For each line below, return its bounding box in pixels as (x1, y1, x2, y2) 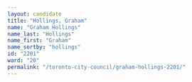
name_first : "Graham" (7, 37, 72, 44)
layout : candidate (7, 10, 62, 18)
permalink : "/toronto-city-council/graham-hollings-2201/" (7, 63, 186, 71)
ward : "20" (7, 57, 40, 64)
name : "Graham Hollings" (7, 24, 81, 31)
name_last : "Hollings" (7, 30, 75, 38)
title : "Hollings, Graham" (7, 17, 87, 24)
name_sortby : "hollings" (7, 43, 81, 51)
